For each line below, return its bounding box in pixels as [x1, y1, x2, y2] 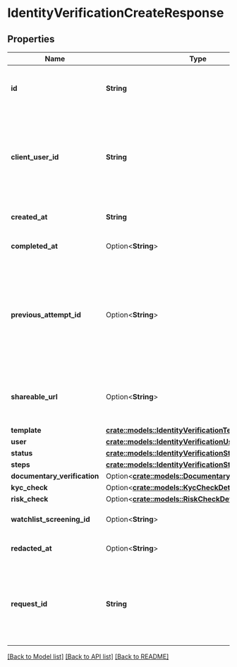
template [11, 425, 42, 435]
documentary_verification [11, 471, 99, 481]
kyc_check [11, 483, 48, 492]
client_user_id [11, 152, 59, 161]
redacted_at [11, 544, 52, 553]
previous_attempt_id [11, 310, 81, 319]
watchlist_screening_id [11, 515, 90, 524]
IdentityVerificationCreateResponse [7, 5, 224, 21]
